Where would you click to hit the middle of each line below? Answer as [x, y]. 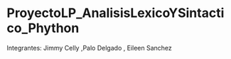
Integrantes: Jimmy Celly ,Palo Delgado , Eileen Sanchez [89, 48]
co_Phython [43, 28]
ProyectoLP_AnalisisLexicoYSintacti [116, 13]
